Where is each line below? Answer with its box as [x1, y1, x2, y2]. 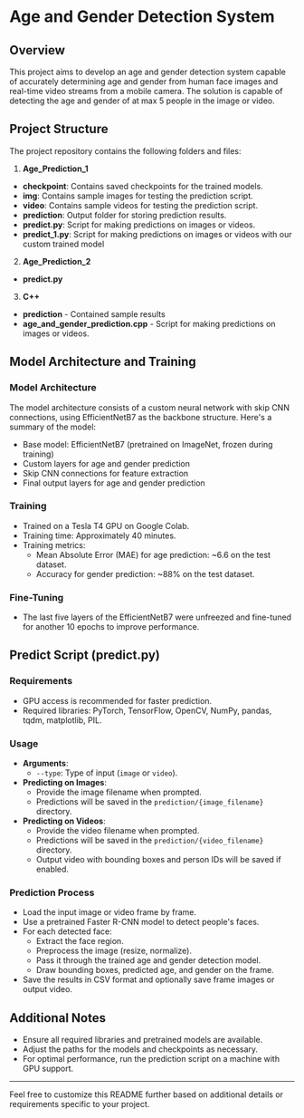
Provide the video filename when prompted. [35, 825, 200, 836]
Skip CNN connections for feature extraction [22, 467, 189, 478]
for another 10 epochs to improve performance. [22, 622, 200, 632]
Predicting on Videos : [22, 815, 106, 826]
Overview [9, 43, 66, 58]
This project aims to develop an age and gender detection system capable [9, 66, 287, 77]
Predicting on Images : [22, 777, 107, 788]
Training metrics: [22, 539, 86, 550]
